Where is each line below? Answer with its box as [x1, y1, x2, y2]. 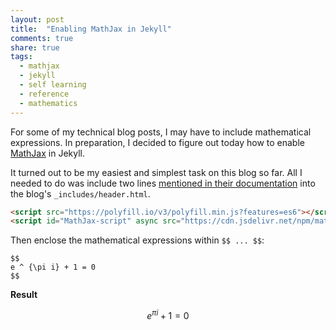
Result [10, 289, 38, 301]
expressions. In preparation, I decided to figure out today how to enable [10, 136, 305, 148]
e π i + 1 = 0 [146, 308, 190, 321]
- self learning [19, 80, 87, 90]
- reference [19, 89, 70, 99]
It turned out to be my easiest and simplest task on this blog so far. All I [10, 166, 303, 178]
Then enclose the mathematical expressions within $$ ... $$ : [10, 234, 265, 246]
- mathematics [19, 98, 78, 108]
